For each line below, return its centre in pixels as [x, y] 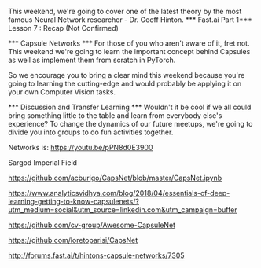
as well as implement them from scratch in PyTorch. [92, 60]
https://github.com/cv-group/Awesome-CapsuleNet [92, 225]
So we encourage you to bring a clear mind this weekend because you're [127, 75]
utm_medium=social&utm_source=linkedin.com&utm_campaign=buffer [123, 210]
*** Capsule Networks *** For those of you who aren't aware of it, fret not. [129, 43]
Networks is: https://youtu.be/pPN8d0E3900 [81, 147]
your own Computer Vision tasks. [62, 92]
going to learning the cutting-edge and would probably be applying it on [125, 83]
